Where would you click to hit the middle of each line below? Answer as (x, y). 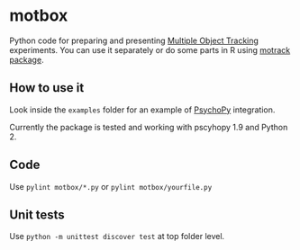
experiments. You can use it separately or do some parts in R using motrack (150, 49)
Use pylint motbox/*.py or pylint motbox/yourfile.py (111, 186)
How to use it (47, 88)
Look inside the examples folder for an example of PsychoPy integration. (142, 110)
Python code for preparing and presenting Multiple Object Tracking (134, 40)
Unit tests (37, 214)
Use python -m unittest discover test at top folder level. (117, 237)
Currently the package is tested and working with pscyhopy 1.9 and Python (149, 127)
